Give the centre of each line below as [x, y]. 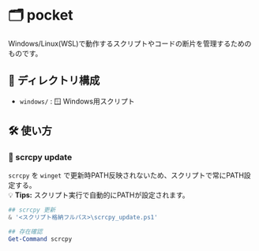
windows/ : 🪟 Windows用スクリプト [77, 101]
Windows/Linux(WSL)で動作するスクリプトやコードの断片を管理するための [130, 43]
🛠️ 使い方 [30, 131]
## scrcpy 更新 [32, 210]
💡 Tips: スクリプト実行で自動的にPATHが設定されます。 [99, 195]
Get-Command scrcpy [40, 239]
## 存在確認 [26, 232]
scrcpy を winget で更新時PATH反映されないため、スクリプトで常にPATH [126, 175]
